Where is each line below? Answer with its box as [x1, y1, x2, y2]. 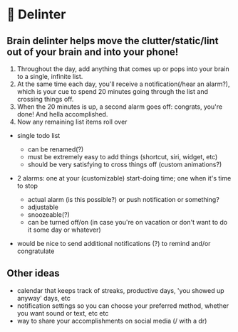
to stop [16, 181, 38, 190]
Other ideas [6, 267, 60, 279]
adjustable [27, 203, 58, 211]
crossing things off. [16, 95, 74, 103]
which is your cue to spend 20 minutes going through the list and [16, 87, 208, 95]
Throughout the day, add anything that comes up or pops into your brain [16, 65, 229, 73]
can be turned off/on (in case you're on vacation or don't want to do [27, 218, 228, 226]
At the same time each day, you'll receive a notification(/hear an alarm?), [16, 80, 230, 88]
